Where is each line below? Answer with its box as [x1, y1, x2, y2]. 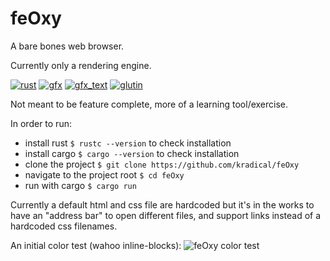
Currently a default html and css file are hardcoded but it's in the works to [10, 198, 315, 211]
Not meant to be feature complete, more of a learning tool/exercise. [10, 98, 289, 110]
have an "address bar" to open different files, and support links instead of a [10, 209, 322, 221]
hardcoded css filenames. [10, 220, 118, 232]
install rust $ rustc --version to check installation [24, 137, 232, 149]
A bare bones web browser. [10, 40, 125, 52]
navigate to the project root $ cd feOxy [24, 168, 185, 181]
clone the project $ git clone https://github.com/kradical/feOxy [24, 158, 300, 170]
